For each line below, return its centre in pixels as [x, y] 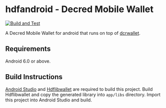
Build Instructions [34, 77]
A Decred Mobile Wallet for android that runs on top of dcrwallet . [73, 33]
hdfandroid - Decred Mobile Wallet [79, 9]
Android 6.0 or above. [28, 61]
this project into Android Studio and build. [49, 100]
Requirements [28, 49]
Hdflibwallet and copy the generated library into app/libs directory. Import [83, 94]
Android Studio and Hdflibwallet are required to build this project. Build [79, 89]
